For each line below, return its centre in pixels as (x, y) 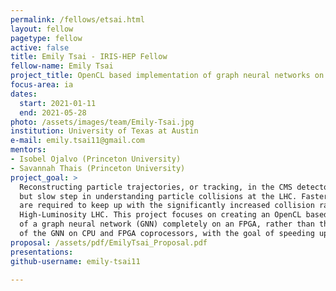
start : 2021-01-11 (58, 103)
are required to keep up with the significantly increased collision (167, 206)
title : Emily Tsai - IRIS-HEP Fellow (89, 57)
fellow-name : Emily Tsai (62, 66)
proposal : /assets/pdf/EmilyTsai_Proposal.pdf (109, 242)
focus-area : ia (42, 85)
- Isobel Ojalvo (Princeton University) (96, 159)
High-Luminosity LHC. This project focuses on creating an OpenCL (160, 215)
